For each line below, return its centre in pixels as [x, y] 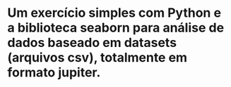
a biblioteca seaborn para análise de [116, 28]
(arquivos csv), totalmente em [97, 58]
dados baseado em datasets [92, 43]
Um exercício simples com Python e [114, 13]
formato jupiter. [54, 73]
